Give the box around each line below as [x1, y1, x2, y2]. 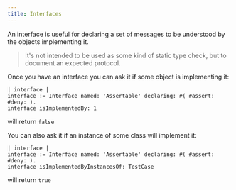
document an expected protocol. [24, 58, 121, 67]
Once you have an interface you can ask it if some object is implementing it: [7, 72, 230, 81]
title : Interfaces [7, 10, 62, 18]
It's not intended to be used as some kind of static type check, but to [24, 51, 227, 60]
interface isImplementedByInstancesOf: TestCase [7, 163, 154, 170]
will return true [7, 175, 51, 184]
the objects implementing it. [7, 37, 89, 46]
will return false [7, 117, 55, 125]
